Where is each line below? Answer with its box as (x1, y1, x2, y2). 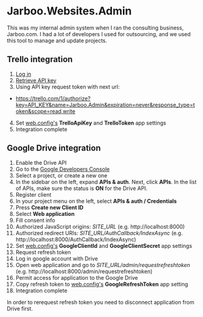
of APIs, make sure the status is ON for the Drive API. (15, 185, 148, 192)
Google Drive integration (7, 143, 101, 153)
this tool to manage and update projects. (7, 37, 107, 44)
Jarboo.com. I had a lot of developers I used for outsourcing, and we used (7, 30, 191, 37)
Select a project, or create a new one (15, 171, 108, 179)
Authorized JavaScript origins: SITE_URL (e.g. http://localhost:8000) (15, 223, 186, 230)
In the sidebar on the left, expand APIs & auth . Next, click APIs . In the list (15, 178, 197, 185)
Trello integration (7, 54, 73, 64)
